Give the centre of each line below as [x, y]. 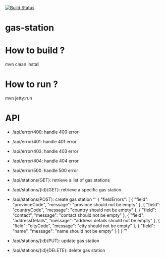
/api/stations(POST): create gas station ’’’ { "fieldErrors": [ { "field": [80, 199]
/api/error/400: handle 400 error [45, 132]
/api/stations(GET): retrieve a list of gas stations [61, 180]
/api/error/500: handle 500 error [45, 171]
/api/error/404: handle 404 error [46, 161]
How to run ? [32, 84]
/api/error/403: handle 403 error [45, 151]
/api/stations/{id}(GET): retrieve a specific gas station [67, 190]
